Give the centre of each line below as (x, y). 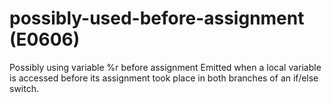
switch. (24, 88)
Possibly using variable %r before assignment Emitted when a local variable (165, 67)
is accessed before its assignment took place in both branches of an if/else (164, 78)
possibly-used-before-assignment (157, 18)
